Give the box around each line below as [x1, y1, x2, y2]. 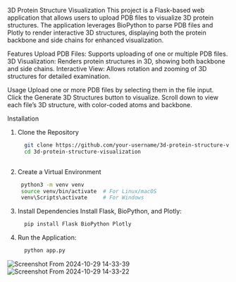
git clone [24, 142, 53, 149]
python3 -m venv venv [20, 181, 85, 188]
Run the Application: [17, 233, 77, 242]
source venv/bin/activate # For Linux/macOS [20, 188, 157, 195]
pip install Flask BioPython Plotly [24, 221, 132, 228]
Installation [7, 114, 39, 123]
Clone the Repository [17, 128, 80, 136]
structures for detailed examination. [7, 72, 111, 80]
